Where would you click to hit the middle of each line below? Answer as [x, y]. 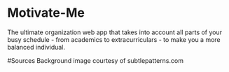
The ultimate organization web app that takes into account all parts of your [115, 32]
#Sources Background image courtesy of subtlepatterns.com [96, 60]
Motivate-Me [46, 13]
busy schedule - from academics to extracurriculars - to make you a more [114, 39]
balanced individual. [36, 47]
